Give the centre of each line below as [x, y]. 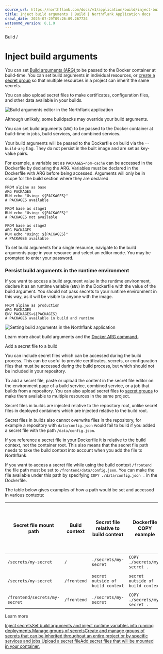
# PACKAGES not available [31, 217]
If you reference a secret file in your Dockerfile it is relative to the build [75, 440]
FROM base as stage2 [26, 226]
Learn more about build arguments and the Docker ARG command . [72, 337]
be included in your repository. [36, 371]
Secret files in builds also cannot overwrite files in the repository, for [73, 420]
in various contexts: [25, 495]
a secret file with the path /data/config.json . [50, 430]
